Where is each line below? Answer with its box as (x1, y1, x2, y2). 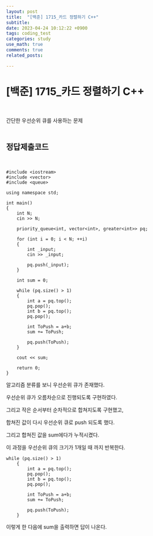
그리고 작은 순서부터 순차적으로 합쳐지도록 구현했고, (6, 406, 124, 413)
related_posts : (6, 52, 43, 58)
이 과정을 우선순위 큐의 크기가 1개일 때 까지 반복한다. (6, 444, 125, 451)
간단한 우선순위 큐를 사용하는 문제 (6, 117, 83, 124)
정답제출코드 (6, 142, 49, 152)
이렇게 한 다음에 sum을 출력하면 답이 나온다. (6, 524, 107, 531)
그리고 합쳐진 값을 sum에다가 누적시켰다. (6, 431, 100, 439)
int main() (6, 200, 33, 206)
